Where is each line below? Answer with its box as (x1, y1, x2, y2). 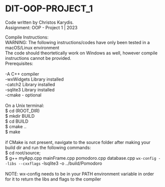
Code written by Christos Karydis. (5, 19, 74, 25)
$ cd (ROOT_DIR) (5, 107, 40, 114)
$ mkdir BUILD (5, 113, 35, 119)
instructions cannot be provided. (5, 55, 72, 61)
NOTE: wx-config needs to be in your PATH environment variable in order (5, 171, 154, 177)
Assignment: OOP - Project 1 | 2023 (5, 24, 78, 30)
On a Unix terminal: (5, 102, 44, 108)
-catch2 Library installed (5, 81, 55, 87)
